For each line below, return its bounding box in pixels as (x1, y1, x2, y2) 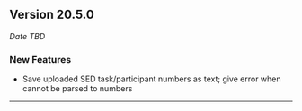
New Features (9, 53, 72, 65)
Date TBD (9, 30, 46, 41)
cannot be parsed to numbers (22, 83, 133, 94)
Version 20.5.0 (9, 7, 94, 22)
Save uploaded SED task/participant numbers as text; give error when (22, 73, 281, 84)
